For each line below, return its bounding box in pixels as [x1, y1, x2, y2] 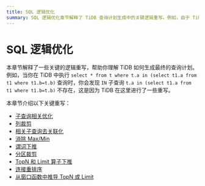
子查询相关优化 [15, 112, 53, 120]
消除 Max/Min [15, 135, 50, 143]
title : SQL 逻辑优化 [6, 9, 55, 15]
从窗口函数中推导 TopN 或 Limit [15, 173, 94, 181]
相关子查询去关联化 [15, 128, 64, 135]
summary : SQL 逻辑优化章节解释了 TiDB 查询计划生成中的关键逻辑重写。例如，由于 [6, 15, 190, 21]
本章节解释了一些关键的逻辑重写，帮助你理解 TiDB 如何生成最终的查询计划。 [6, 64, 198, 71]
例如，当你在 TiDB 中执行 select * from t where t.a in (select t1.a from [6, 71, 197, 79]
